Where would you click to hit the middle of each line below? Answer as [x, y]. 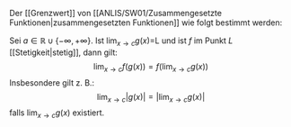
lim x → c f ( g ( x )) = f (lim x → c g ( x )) [151, 67]
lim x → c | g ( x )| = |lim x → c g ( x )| [151, 98]
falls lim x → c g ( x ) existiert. [57, 114]
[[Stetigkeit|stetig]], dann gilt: [64, 52]
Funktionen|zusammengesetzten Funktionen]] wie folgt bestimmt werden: [146, 23]
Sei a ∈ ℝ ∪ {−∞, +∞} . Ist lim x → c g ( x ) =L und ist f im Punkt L [121, 41]
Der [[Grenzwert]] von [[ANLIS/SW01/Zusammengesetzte [116, 13]
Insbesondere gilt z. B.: [52, 82]
